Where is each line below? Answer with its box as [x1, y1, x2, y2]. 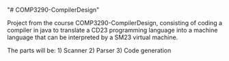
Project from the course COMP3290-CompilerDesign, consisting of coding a [7, 19, 223, 26]
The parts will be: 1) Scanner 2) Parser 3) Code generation [7, 47, 172, 54]
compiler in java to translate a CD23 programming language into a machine [7, 26, 218, 34]
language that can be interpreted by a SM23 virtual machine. [7, 33, 178, 41]
